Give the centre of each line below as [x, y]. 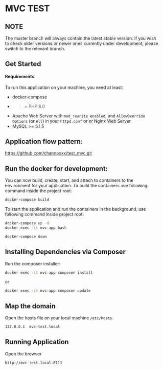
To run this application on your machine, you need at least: [64, 87]
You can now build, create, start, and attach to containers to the [69, 180]
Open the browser [23, 354]
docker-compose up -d [27, 223]
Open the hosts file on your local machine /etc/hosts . [59, 318]
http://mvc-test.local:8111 [34, 363]
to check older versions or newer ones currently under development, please [81, 44]
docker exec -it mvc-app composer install [49, 272]
